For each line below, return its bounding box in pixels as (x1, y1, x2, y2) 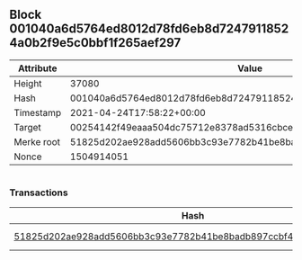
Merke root (13, 135, 61, 148)
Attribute (17, 62, 58, 75)
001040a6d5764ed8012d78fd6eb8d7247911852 (9, 22, 289, 37)
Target (13, 121, 42, 133)
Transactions (9, 186, 69, 199)
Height (13, 76, 42, 89)
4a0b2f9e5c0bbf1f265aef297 (9, 35, 182, 50)
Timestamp (13, 106, 62, 119)
